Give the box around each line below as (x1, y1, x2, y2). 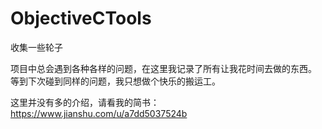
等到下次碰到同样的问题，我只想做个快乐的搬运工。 (10, 75, 221, 87)
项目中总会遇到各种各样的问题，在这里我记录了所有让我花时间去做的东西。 (10, 62, 317, 74)
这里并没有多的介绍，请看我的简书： (10, 96, 160, 108)
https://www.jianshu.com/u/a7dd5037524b (10, 107, 188, 119)
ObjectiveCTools (10, 7, 152, 30)
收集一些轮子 (10, 41, 63, 53)
